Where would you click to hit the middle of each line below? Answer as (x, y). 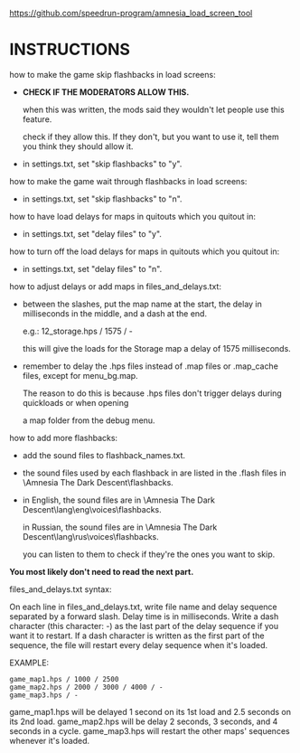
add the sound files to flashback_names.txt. (104, 455)
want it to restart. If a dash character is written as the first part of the (137, 635)
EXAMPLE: (29, 663)
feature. (37, 119)
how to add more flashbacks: (64, 438)
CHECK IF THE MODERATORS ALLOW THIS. (106, 92)
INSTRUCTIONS (70, 50)
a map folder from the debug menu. (89, 420)
